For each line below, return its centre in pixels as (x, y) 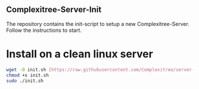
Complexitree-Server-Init (54, 10)
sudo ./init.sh (25, 81)
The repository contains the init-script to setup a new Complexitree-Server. (98, 24)
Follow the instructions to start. (44, 30)
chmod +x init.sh (28, 75)
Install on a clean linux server (80, 54)
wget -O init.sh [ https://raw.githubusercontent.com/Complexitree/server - (100, 70)
